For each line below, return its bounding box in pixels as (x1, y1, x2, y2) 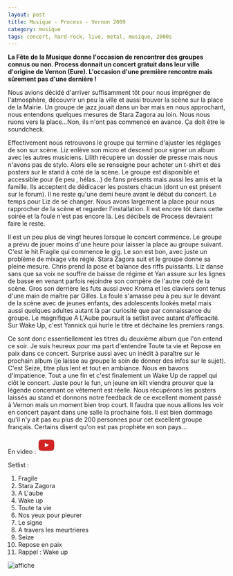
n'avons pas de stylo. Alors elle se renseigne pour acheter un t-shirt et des (8, 161, 221, 169)
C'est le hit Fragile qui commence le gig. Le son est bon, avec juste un (8, 248, 207, 256)
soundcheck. (8, 125, 46, 134)
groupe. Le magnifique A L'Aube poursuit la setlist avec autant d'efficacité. (8, 314, 220, 322)
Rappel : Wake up (17, 548, 68, 557)
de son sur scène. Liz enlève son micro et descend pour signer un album (8, 146, 215, 154)
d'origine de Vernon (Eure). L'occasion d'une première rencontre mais (8, 68, 213, 76)
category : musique (8, 26, 61, 33)
